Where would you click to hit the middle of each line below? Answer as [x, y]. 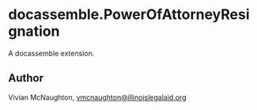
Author [26, 78]
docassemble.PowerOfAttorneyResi [129, 15]
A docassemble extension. [51, 53]
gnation [34, 31]
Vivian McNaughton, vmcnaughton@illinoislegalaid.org [97, 97]
